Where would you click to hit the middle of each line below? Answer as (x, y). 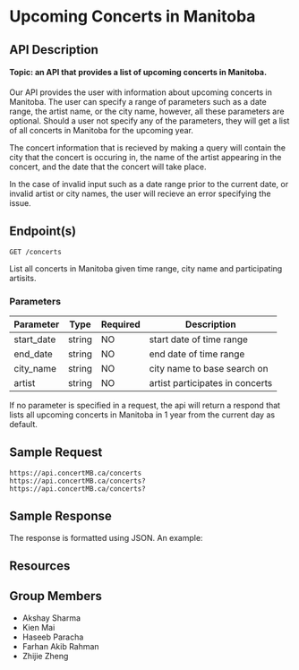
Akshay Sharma (51, 618)
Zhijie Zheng (45, 656)
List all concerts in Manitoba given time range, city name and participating (146, 268)
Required (120, 324)
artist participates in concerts (211, 382)
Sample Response (60, 516)
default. (24, 424)
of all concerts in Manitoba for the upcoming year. (102, 130)
